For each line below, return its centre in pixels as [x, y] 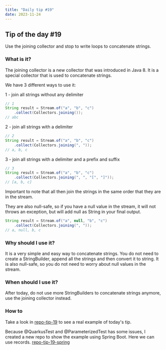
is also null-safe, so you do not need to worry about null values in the [76, 264]
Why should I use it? [30, 242]
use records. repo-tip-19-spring [38, 342]
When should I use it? [32, 282]
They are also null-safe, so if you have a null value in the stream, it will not [81, 207]
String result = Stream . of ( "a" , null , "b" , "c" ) [56, 221]
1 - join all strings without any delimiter [44, 94]
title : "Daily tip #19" [30, 10]
